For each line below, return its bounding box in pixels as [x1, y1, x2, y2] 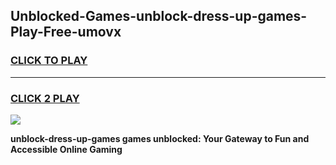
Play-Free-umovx [10, 24, 122, 41]
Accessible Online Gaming [10, 143, 123, 155]
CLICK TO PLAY [10, 54, 88, 68]
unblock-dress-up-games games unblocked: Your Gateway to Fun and [10, 132, 310, 144]
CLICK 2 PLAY [10, 91, 80, 105]
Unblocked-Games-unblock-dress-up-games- [10, 8, 308, 25]
